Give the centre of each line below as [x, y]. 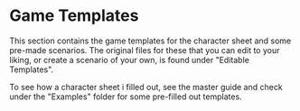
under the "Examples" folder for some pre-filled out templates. [126, 97]
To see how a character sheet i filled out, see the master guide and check [146, 87]
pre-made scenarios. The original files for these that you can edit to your [145, 50]
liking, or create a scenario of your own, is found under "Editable [130, 60]
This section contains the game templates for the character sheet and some [150, 41]
